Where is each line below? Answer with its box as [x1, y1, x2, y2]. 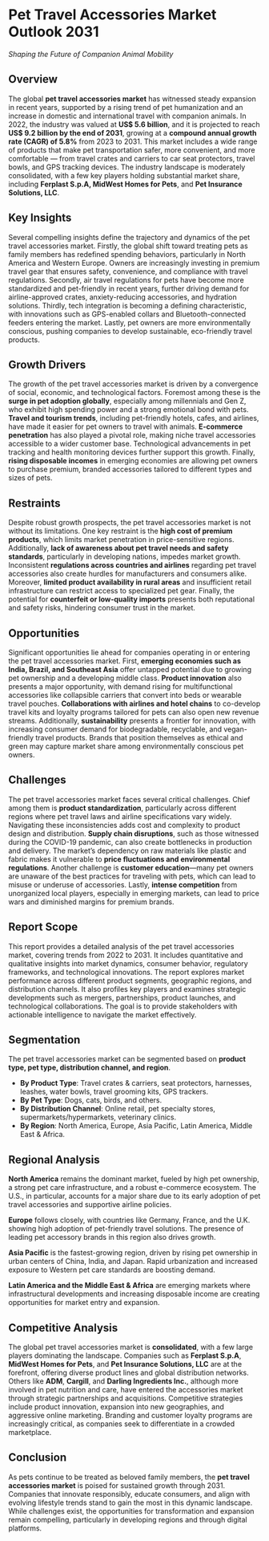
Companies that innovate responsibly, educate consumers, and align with [8, 1489, 251, 1498]
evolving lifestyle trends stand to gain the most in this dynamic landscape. [8, 1498, 253, 1507]
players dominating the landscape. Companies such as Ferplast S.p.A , [8, 1351, 242, 1360]
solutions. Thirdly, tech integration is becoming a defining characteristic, [8, 300, 247, 310]
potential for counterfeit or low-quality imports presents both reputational [8, 594, 255, 604]
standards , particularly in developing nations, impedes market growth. [8, 552, 241, 561]
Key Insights [8, 211, 72, 225]
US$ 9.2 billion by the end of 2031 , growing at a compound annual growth [8, 128, 257, 137]
